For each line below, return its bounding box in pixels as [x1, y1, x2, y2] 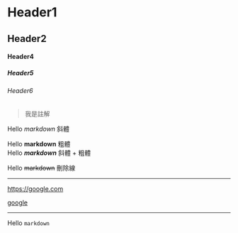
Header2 [7, 33, 47, 45]
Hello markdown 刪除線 [7, 163, 76, 172]
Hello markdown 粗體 [7, 139, 71, 148]
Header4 [7, 53, 34, 61]
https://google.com [7, 184, 64, 193]
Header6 [7, 87, 33, 95]
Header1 [7, 4, 57, 21]
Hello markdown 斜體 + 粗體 [7, 148, 91, 157]
